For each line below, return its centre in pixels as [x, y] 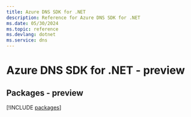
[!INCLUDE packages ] [34, 108]
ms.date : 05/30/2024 [33, 23]
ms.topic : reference [33, 29]
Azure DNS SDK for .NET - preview [95, 70]
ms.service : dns [27, 40]
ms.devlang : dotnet [31, 35]
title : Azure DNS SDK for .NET [46, 12]
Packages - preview [45, 93]
